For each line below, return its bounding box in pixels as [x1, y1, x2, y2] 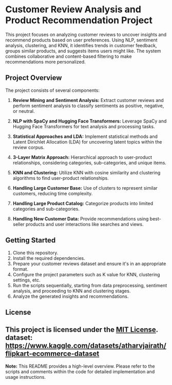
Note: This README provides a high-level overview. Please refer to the [5, 363, 155, 369]
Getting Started [5, 236, 56, 245]
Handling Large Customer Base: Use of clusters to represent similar [12, 185, 158, 191]
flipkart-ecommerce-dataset [5, 350, 100, 358]
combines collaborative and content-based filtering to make [5, 53, 132, 59]
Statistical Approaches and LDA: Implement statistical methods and [12, 133, 158, 139]
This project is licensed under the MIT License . [5, 326, 158, 334]
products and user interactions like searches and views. [25, 221, 144, 227]
